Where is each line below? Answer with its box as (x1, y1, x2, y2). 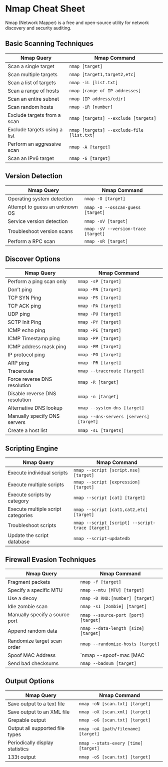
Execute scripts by (7, 491, 51, 498)
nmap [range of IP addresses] (69, 88, 141, 93)
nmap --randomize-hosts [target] (79, 641, 160, 647)
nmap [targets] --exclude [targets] (69, 115, 156, 121)
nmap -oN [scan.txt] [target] (78, 701, 151, 706)
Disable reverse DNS (7, 390, 56, 397)
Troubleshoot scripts (7, 522, 56, 529)
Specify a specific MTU (7, 587, 63, 594)
